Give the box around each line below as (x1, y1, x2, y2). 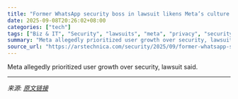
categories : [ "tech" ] (7, 23, 72, 30)
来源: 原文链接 (7, 84, 48, 92)
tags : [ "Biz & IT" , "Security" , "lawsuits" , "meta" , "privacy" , (7, 30, 201, 37)
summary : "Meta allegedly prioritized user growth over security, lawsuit (7, 37, 233, 44)
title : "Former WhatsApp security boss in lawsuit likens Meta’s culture (7, 10, 230, 18)
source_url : (7, 43, 42, 50)
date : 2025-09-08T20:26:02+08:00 (7, 17, 106, 24)
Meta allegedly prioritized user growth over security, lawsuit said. (7, 63, 198, 71)
